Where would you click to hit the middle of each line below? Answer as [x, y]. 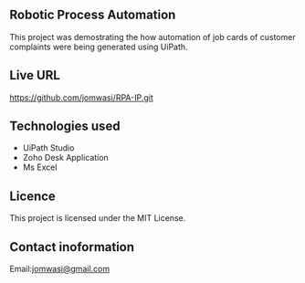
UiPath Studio [48, 148]
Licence [33, 196]
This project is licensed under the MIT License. [98, 218]
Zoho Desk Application [66, 158]
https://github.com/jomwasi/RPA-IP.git [81, 97]
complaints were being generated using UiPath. [99, 47]
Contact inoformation [72, 247]
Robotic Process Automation [93, 15]
